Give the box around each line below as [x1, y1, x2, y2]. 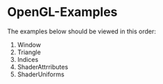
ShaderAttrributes [17, 62, 69, 71]
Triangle [17, 48, 42, 56]
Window [17, 40, 42, 49]
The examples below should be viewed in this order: [7, 27, 156, 35]
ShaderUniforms [17, 70, 65, 78]
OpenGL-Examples [7, 4, 118, 20]
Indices [17, 55, 39, 63]
